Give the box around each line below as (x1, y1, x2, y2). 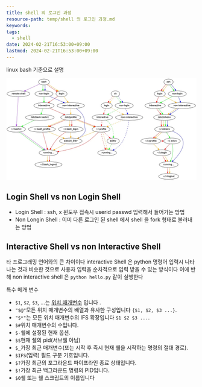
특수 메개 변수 (6, 286, 39, 294)
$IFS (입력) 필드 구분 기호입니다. (14, 351, 90, 359)
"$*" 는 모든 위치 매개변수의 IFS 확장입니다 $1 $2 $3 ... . (14, 314, 150, 321)
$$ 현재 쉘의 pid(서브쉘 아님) (14, 336, 81, 344)
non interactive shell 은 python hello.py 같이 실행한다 (12, 273, 144, 280)
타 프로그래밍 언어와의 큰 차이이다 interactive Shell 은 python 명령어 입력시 (6, 258, 184, 265)
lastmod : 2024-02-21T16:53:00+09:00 (6, 48, 98, 54)
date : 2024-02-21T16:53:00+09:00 (6, 42, 90, 48)
